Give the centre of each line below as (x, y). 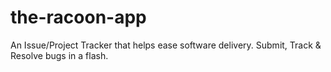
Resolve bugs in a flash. (59, 55)
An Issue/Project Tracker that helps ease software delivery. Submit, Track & (166, 45)
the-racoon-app (78, 17)
